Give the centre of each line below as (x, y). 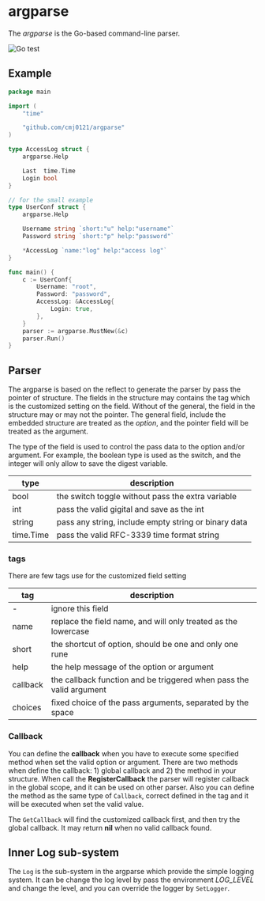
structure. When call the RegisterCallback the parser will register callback (129, 778)
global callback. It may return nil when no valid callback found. (110, 827)
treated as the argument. (49, 432)
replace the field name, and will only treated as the (144, 622)
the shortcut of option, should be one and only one (145, 645)
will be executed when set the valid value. (76, 804)
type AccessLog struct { (49, 150)
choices (27, 708)
